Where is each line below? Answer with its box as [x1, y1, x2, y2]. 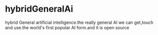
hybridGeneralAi [5, 3, 73, 15]
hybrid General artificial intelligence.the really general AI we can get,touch [5, 19, 154, 25]
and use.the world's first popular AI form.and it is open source [5, 24, 130, 30]
